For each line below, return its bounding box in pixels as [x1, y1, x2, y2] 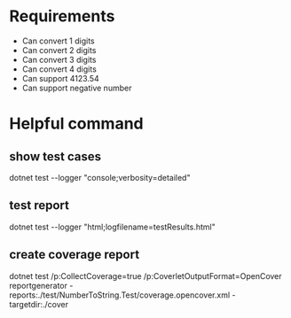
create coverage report [9, 247, 140, 262]
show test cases [9, 149, 102, 164]
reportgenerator [9, 280, 68, 291]
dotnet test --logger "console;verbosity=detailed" [9, 172, 191, 182]
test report [9, 198, 69, 213]
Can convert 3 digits [21, 54, 97, 65]
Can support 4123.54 [21, 73, 99, 83]
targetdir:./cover [9, 299, 69, 309]
